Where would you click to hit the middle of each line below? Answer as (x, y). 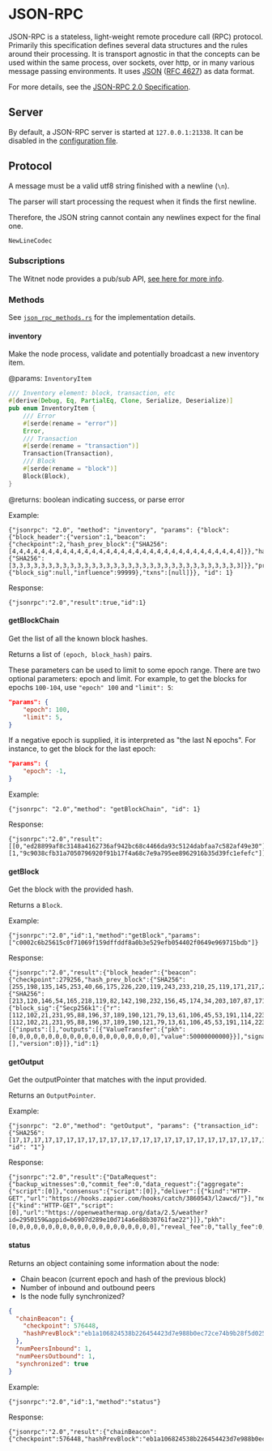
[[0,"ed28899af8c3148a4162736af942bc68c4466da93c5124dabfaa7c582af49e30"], (139, 846)
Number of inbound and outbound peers (87, 1287)
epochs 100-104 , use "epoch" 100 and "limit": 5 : (91, 687)
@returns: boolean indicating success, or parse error (97, 499)
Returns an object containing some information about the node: (114, 1263)
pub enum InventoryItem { (52, 408)
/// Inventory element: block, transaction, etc (92, 393)
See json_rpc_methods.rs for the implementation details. (102, 317)
